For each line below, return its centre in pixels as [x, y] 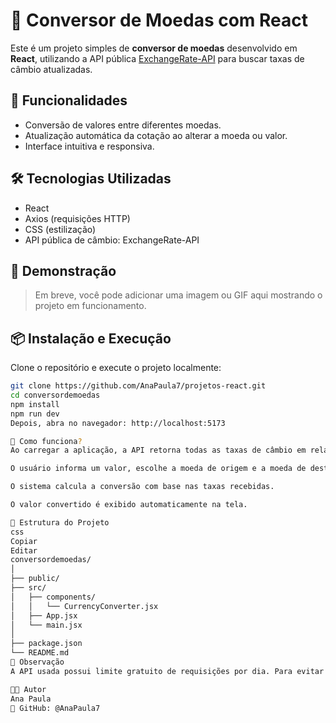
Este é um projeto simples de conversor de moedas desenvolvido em [154, 48]
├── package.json [46, 644]
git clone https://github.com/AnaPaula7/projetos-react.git [138, 386]
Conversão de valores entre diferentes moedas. [123, 125]
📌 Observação [37, 662]
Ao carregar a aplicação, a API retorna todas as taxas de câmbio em [158, 450]
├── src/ [28, 588]
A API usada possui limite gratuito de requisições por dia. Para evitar [167, 671]
